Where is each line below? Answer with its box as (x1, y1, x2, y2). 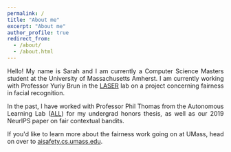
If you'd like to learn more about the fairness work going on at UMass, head (7, 129, 224, 138)
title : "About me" (7, 16, 60, 23)
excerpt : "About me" (7, 23, 67, 29)
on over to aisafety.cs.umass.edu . (7, 137, 103, 145)
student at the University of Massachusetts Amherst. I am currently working (7, 74, 224, 82)
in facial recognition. (7, 88, 65, 97)
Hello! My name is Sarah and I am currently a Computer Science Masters (7, 66, 224, 75)
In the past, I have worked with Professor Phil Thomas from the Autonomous (7, 102, 224, 110)
